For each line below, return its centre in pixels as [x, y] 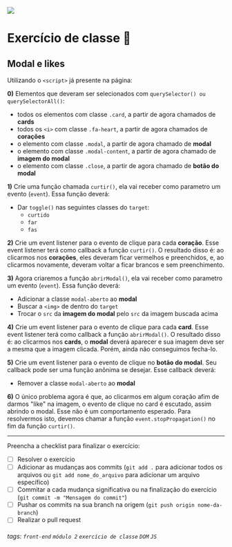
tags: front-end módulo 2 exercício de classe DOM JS [82, 536]
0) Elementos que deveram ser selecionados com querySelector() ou [106, 94]
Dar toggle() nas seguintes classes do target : [83, 207]
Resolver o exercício [46, 459]
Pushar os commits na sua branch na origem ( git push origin [106, 505]
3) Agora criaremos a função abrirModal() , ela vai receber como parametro [115, 278]
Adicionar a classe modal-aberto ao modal [77, 299]
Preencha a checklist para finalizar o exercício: [74, 446]
